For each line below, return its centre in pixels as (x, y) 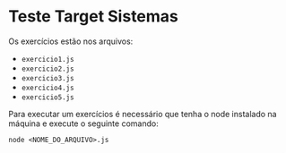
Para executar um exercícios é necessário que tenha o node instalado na (143, 114)
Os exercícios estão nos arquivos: (71, 41)
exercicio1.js (48, 59)
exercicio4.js (48, 88)
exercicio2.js (48, 69)
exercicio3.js (48, 78)
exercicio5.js (48, 97)
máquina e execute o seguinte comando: (83, 123)
